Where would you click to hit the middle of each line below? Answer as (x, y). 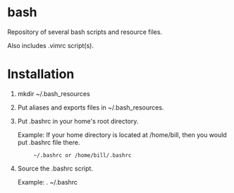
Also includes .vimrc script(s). (50, 45)
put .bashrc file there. (49, 142)
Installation (41, 74)
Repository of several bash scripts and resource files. (85, 32)
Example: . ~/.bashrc (48, 182)
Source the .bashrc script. (55, 168)
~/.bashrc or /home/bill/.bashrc (82, 155)
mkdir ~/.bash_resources (54, 93)
